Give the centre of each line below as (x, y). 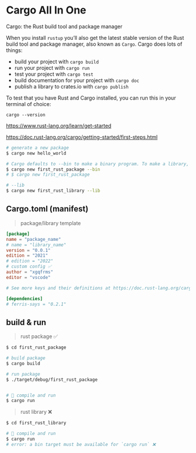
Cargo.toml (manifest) (47, 209)
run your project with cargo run (52, 67)
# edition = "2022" (30, 261)
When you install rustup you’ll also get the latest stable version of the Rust (95, 38)
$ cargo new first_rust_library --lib (53, 191)
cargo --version (26, 115)
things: (14, 50)
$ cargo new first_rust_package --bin (53, 169)
